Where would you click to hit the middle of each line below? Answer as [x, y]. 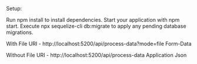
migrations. [20, 32]
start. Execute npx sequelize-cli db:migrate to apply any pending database [96, 26]
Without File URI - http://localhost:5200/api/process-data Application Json [96, 55]
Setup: [14, 9]
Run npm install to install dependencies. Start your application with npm [93, 20]
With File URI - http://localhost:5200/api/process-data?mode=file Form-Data [99, 44]
